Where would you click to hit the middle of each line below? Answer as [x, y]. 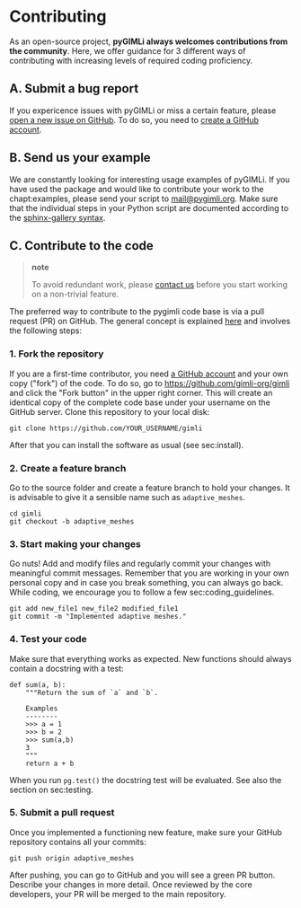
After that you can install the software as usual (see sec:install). [127, 445]
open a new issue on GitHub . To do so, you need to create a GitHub [134, 119]
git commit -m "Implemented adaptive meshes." [98, 617]
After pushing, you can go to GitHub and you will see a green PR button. [142, 875]
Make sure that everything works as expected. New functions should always [150, 658]
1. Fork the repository [57, 354]
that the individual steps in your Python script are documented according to [149, 207]
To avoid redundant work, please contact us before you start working [159, 285]
